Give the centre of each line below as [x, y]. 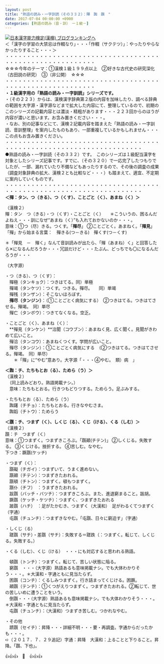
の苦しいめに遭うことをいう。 [35, 592]
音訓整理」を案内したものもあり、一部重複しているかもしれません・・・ [86, 130]
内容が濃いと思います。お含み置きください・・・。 [56, 118]
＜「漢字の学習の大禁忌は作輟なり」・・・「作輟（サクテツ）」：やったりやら [80, 44]
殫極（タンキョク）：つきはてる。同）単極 [51, 282]
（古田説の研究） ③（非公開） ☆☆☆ [45, 75]
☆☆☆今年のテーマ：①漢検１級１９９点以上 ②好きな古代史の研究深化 [80, 69]
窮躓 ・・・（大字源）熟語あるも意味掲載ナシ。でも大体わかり [72, 568]
